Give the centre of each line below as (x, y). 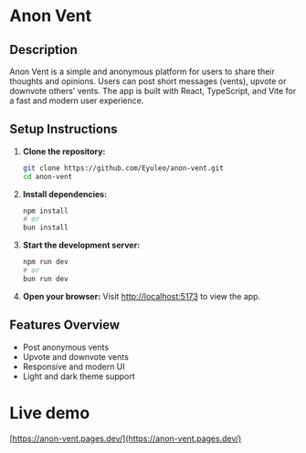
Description (43, 50)
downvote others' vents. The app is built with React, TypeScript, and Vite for (153, 91)
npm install (45, 211)
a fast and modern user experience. (77, 100)
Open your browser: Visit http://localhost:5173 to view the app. (142, 296)
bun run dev (45, 279)
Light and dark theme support (79, 376)
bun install (45, 228)
